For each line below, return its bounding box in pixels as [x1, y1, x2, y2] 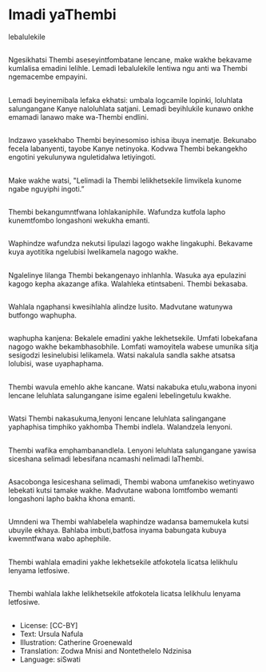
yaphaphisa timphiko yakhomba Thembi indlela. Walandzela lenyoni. [8, 422, 233, 432]
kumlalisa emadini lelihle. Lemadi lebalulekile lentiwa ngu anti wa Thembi [8, 64, 248, 73]
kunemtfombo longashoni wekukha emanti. [8, 215, 150, 225]
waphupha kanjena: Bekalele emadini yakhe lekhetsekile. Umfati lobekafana [8, 334, 258, 343]
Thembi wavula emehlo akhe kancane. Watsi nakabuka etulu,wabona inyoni [8, 381, 257, 392]
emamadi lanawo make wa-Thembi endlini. [8, 112, 149, 121]
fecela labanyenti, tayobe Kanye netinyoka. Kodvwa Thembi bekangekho [8, 144, 248, 153]
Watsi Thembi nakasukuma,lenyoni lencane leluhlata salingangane [8, 413, 226, 424]
